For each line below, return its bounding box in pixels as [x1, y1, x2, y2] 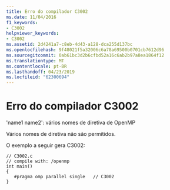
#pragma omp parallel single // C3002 [14, 174, 115, 180]
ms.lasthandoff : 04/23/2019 [6, 69, 75, 75]
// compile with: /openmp [6, 158, 69, 165]
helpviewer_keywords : [6, 31, 59, 36]
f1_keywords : [6, 19, 38, 25]
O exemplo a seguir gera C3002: [6, 142, 85, 149]
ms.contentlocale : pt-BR [6, 63, 67, 69]
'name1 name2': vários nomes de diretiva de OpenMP [6, 119, 136, 126]
